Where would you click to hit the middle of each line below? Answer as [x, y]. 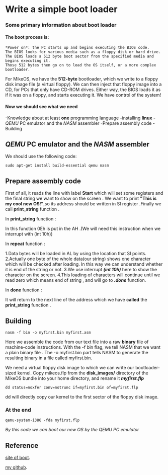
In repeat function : [25, 244]
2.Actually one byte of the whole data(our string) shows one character [78, 259]
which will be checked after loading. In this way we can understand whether [84, 264]
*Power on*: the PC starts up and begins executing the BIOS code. [77, 48]
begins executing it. [28, 61]
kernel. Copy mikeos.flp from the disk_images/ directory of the [83, 373]
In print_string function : [31, 219]
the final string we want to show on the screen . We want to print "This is [81, 199]
